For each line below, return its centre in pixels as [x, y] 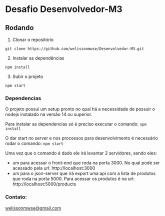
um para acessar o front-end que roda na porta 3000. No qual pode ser [86, 163]
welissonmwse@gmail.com [33, 208]
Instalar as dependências [38, 58]
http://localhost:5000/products [44, 184]
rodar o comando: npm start [34, 143]
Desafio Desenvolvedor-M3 [64, 9]
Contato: [16, 197]
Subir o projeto [28, 76]
